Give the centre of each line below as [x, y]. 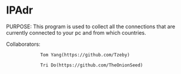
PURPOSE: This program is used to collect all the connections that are [90, 26]
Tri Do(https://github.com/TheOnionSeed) [92, 65]
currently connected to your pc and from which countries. [76, 32]
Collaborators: [23, 44]
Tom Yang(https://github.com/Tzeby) [85, 55]
